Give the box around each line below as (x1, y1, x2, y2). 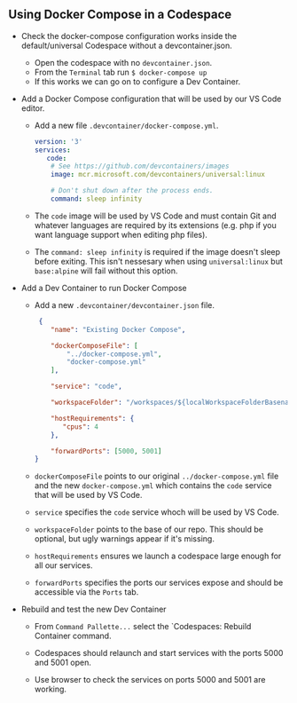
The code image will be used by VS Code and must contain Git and (34, 210, 277, 221)
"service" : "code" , (51, 382, 123, 391)
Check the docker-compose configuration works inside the (20, 30, 237, 41)
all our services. (34, 560, 93, 571)
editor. (20, 102, 45, 114)
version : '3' (34, 137, 83, 146)
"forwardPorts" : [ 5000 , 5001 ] (51, 446, 162, 455)
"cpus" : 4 (62, 422, 99, 431)
